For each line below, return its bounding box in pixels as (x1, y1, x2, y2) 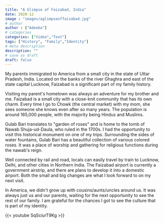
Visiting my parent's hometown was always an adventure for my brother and (5, 91, 159, 97)
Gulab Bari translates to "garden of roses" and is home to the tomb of (5, 121, 145, 127)
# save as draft (5, 53, 38, 58)
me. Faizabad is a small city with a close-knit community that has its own (5, 96, 152, 102)
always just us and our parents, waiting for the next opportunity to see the (5, 193, 154, 198)
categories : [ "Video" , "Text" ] (5, 35, 67, 40)
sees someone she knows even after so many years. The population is (5, 107, 147, 112)
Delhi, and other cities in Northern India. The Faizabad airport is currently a (5, 162, 156, 168)
